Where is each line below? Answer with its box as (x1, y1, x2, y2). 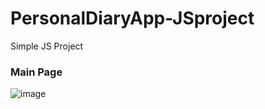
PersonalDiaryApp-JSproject (10, 7, 255, 30)
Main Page (10, 65, 63, 79)
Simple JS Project (10, 40, 84, 52)
